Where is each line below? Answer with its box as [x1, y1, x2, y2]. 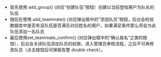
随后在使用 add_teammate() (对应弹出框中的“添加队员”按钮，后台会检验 [9, 17, 154, 22]
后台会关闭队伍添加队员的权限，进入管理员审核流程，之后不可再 [20, 41, 150, 46]
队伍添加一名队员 [9, 29, 45, 34]
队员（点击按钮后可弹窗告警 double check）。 [14, 47, 106, 53]
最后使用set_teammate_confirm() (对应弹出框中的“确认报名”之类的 [9, 35, 143, 40]
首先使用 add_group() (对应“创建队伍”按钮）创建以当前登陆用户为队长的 [9, 4, 155, 10]
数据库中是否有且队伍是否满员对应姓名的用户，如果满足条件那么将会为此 [9, 22, 156, 28]
